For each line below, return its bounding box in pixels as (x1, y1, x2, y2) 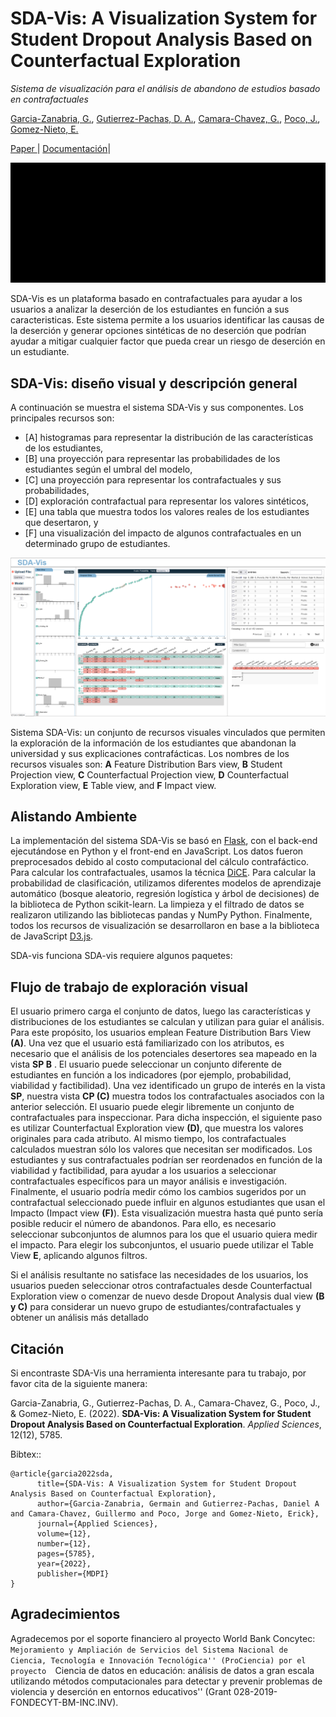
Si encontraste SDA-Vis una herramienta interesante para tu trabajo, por (10, 1367, 307, 1379)
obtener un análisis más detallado (10, 1312, 149, 1324)
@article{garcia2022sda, (10, 1469, 114, 1479)
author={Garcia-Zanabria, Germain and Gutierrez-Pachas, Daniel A (36, 1499, 320, 1509)
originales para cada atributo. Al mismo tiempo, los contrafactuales (10, 1133, 287, 1145)
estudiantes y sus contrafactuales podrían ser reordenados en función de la (10, 1154, 323, 1166)
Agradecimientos (10, 1606, 121, 1623)
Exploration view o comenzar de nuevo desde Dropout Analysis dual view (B (10, 1290, 325, 1302)
